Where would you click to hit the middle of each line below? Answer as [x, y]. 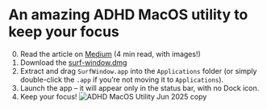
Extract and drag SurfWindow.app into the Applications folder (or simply [138, 71]
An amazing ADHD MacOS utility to [128, 15]
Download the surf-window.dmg [73, 63]
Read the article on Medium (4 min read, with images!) [111, 54]
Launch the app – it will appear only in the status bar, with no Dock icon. [140, 88]
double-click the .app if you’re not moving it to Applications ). [122, 79]
